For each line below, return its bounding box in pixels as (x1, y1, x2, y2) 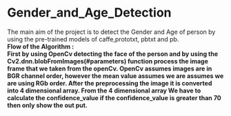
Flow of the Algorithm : (7, 42, 74, 50)
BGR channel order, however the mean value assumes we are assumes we (7, 71, 224, 80)
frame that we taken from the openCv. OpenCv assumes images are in (7, 64, 212, 72)
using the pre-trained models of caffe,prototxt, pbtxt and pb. (7, 35, 179, 43)
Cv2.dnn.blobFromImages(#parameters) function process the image (7, 57, 209, 65)
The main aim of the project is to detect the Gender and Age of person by (7, 28, 216, 36)
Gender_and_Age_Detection (7, 5, 172, 21)
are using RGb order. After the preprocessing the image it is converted (7, 79, 212, 87)
